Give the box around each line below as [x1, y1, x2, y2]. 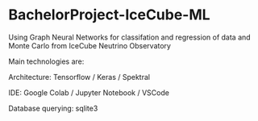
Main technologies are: [8, 56, 85, 66]
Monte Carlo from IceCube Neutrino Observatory [8, 40, 172, 50]
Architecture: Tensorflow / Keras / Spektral [8, 72, 151, 81]
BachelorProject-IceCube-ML [8, 6, 211, 24]
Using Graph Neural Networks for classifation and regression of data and [8, 32, 252, 42]
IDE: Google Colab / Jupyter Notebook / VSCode [8, 87, 169, 98]
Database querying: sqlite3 [8, 103, 98, 113]
